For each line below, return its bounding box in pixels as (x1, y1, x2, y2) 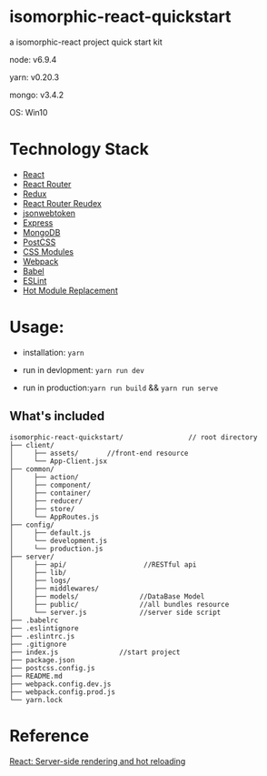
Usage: (9, 317, 65, 338)
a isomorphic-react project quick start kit (9, 36, 163, 47)
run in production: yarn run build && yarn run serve (22, 382, 219, 393)
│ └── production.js (9, 544, 104, 553)
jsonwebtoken (22, 207, 75, 218)
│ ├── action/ (9, 472, 79, 481)
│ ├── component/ (9, 480, 92, 489)
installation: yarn (22, 347, 84, 358)
